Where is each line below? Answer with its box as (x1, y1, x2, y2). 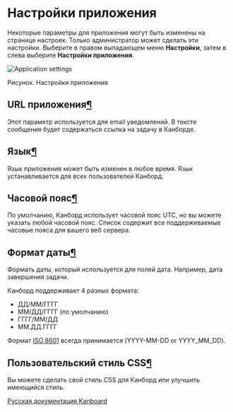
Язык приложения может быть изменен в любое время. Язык (7, 164, 193, 172)
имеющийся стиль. (7, 383, 65, 392)
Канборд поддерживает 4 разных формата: (7, 286, 139, 295)
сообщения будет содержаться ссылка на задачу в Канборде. (7, 125, 196, 134)
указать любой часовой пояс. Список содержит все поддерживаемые (7, 218, 221, 227)
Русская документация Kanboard (7, 397, 107, 405)
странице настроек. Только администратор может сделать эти (7, 35, 199, 44)
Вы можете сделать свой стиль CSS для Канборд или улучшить (7, 376, 200, 384)
